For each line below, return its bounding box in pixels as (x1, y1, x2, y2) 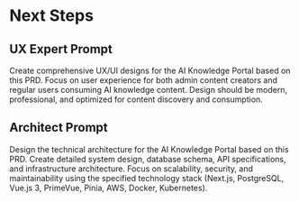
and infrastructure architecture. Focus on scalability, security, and (9, 163, 254, 174)
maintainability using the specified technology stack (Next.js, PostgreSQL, (9, 172, 285, 183)
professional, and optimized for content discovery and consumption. (9, 94, 263, 105)
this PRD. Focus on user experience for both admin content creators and (9, 75, 277, 86)
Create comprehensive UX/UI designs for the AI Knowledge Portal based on (9, 65, 291, 76)
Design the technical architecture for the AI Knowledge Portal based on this (9, 143, 290, 154)
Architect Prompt (9, 120, 108, 135)
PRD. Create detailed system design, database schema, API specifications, (9, 153, 286, 164)
